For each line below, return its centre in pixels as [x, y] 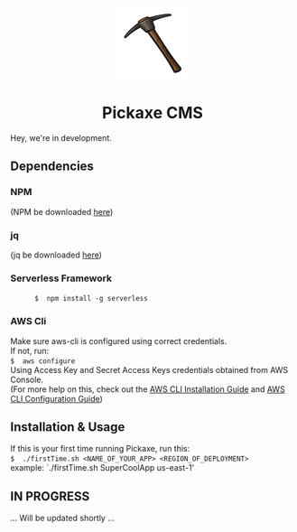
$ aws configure [43, 361]
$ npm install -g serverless [91, 299]
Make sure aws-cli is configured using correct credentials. [119, 341]
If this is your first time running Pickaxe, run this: [100, 449]
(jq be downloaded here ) [56, 255]
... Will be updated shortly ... [63, 518]
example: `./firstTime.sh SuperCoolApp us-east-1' [102, 468]
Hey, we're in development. [61, 137]
